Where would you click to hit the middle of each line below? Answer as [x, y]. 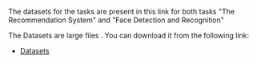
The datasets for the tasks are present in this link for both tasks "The [121, 12]
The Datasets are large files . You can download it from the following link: [129, 35]
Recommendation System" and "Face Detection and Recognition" [116, 20]
